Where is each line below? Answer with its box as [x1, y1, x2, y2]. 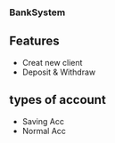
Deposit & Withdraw [21, 67, 96, 77]
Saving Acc [21, 115, 65, 126]
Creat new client [21, 57, 83, 68]
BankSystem [9, 6, 66, 19]
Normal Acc [21, 125, 67, 136]
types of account [9, 92, 107, 107]
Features [9, 34, 60, 49]
